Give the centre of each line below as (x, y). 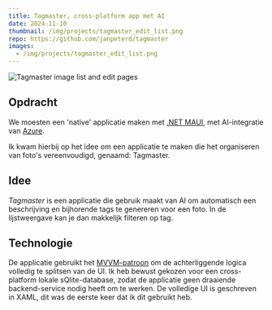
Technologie (41, 244)
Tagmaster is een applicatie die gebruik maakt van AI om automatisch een (132, 200)
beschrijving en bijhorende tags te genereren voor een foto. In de (117, 209)
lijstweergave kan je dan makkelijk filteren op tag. (91, 217)
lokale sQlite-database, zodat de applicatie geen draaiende (137, 280)
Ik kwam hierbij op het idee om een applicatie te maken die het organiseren (134, 146)
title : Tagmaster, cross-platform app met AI (86, 16)
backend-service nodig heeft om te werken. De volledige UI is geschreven (133, 289)
